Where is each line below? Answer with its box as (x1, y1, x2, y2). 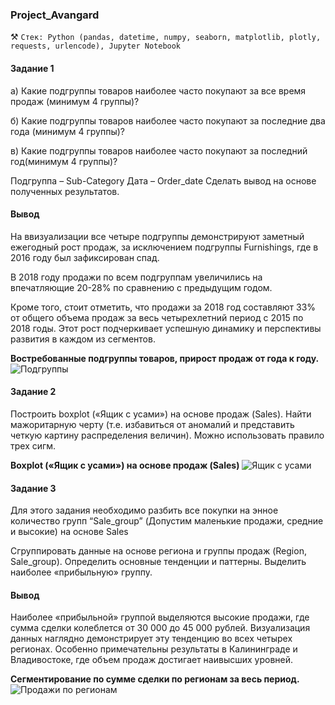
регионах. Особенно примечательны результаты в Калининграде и (10, 643, 298, 655)
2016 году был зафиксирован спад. (10, 251, 160, 263)
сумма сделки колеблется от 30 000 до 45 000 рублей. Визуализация (10, 622, 311, 634)
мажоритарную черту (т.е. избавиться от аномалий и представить (10, 418, 295, 430)
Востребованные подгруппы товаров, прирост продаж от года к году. (10, 352, 320, 364)
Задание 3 (10, 482, 57, 494)
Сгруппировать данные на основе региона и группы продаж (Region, (10, 545, 307, 557)
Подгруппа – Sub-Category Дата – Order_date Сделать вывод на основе (10, 174, 317, 187)
